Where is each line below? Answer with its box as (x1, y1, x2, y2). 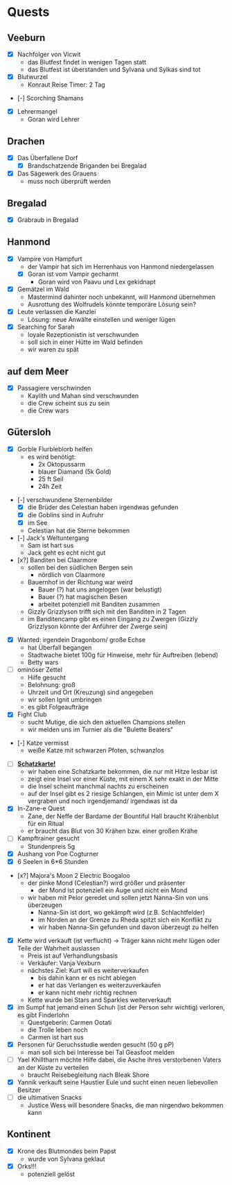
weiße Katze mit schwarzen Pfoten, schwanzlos (27, 746, 164, 754)
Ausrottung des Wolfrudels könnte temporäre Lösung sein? (27, 300, 196, 309)
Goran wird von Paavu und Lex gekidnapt (37, 278, 156, 286)
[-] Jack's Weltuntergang (17, 534, 89, 542)
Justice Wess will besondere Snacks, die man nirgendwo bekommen (27, 1101, 224, 1109)
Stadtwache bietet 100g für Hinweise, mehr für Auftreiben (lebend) (27, 651, 219, 659)
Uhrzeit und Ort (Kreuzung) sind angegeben (27, 688, 154, 697)
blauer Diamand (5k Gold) (37, 467, 112, 476)
